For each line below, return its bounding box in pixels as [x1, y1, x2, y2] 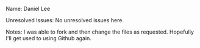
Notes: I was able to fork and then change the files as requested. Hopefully [5, 28, 195, 35]
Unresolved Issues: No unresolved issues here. [5, 17, 124, 23]
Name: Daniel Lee [5, 5, 51, 12]
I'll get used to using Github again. [5, 35, 92, 41]
